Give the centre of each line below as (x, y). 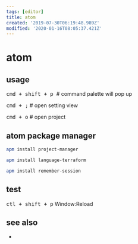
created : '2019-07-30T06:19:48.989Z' (53, 23)
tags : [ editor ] (25, 12)
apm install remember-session (44, 171)
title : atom (21, 17)
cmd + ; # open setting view (42, 105)
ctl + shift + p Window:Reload (50, 204)
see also (22, 222)
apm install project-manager (42, 149)
